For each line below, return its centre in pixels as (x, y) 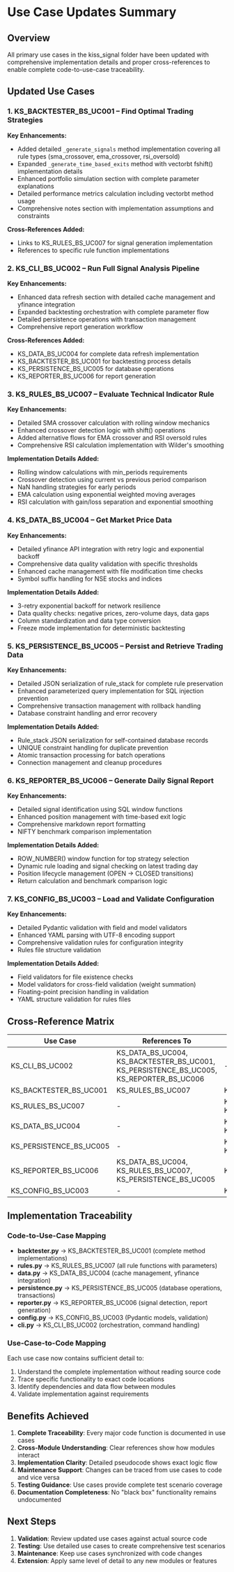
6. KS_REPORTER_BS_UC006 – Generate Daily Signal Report (111, 780)
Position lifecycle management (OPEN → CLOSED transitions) (105, 873)
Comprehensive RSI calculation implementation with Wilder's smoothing (120, 445)
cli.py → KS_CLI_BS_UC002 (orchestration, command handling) (108, 1325)
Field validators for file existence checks (75, 977)
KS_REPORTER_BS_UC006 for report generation (86, 376)
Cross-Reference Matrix (61, 1021)
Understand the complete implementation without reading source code (119, 1372)
